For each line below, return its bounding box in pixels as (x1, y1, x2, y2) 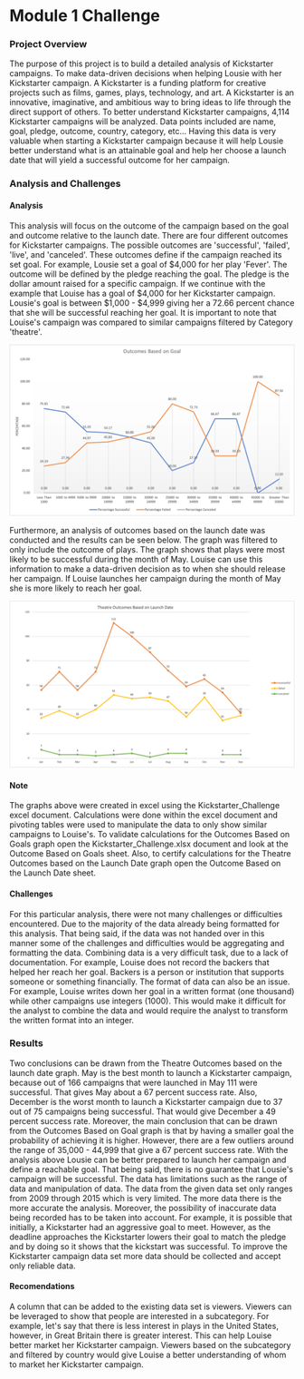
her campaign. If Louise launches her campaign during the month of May (9, 572, 282, 583)
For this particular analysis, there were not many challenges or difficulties (9, 908, 283, 919)
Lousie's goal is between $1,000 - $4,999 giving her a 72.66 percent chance (9, 297, 295, 308)
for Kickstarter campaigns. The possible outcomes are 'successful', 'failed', (9, 240, 290, 250)
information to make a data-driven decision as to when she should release (9, 563, 286, 574)
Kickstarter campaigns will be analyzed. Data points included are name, (9, 116, 277, 127)
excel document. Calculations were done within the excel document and (9, 809, 279, 821)
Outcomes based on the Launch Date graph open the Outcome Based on (9, 858, 281, 869)
